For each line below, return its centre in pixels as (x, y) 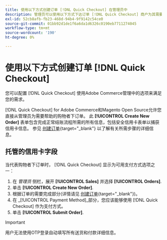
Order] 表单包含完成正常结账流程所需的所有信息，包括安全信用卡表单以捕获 (83, 122)
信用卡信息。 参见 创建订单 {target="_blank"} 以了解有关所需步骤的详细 (77, 128)
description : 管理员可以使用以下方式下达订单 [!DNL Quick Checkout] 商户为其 (80, 14)
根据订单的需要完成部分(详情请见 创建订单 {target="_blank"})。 (76, 193)
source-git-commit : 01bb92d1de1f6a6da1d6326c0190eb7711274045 (71, 24)
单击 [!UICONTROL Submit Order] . (48, 212)
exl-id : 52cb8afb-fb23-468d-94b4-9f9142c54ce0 (54, 19)
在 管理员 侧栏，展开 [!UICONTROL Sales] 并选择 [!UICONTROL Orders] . (87, 181)
